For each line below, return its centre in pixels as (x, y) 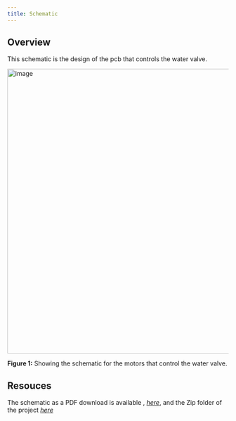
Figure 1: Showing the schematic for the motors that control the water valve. (117, 363)
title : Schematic (33, 14)
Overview (29, 43)
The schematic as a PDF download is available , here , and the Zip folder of (115, 403)
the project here (31, 410)
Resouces (29, 386)
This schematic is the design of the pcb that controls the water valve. (107, 59)
